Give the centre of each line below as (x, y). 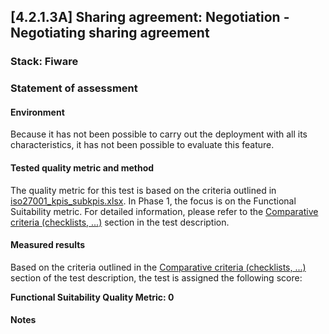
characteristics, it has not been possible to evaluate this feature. (142, 145)
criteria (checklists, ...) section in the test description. (120, 222)
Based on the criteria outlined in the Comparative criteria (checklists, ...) (158, 267)
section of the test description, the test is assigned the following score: (156, 277)
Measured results (48, 245)
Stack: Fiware (44, 62)
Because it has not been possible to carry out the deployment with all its (159, 134)
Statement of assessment (74, 88)
